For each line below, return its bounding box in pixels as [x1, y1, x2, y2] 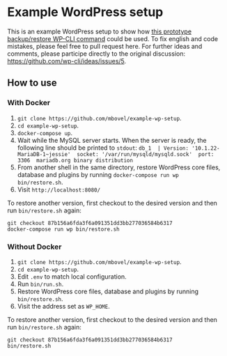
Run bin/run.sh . [17, 279, 64, 288]
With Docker [7, 98, 51, 108]
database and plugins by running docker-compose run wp [17, 170, 179, 178]
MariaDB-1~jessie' [17, 150, 71, 157]
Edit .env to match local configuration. [17, 272, 127, 281]
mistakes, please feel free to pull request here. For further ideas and [7, 42, 203, 50]
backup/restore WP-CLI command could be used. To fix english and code [7, 34, 218, 42]
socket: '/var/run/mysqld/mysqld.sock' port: [76, 150, 214, 157]
